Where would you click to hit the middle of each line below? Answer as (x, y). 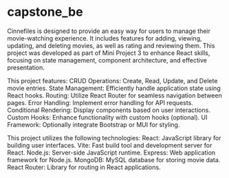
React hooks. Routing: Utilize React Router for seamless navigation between (115, 95)
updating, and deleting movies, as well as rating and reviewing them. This (111, 45)
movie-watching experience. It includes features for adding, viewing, (105, 38)
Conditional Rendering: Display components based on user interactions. (109, 110)
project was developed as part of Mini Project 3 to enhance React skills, (109, 53)
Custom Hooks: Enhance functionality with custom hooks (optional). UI (107, 117)
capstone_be (45, 12)
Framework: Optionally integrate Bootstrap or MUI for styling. (94, 124)
